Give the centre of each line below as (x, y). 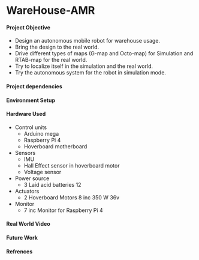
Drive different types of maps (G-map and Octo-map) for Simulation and (104, 53)
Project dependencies (34, 86)
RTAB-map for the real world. (51, 60)
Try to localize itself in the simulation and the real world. (84, 66)
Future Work (22, 237)
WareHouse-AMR (51, 11)
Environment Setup (31, 100)
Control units (31, 127)
